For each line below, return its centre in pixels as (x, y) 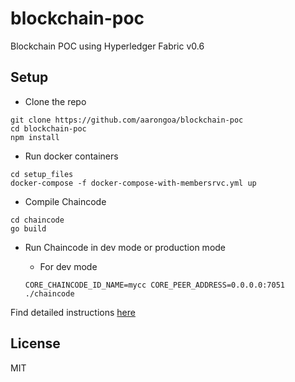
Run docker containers (71, 156)
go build (28, 228)
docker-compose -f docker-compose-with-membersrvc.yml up (133, 183)
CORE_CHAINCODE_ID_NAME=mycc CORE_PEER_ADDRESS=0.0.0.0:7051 (155, 285)
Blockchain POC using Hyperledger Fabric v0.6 (107, 46)
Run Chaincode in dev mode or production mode (125, 247)
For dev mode (68, 266)
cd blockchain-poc (48, 128)
